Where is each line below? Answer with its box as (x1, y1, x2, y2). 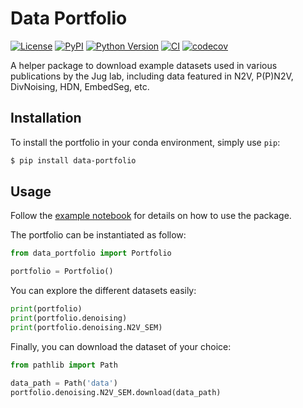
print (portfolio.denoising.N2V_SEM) (10, 322, 163, 332)
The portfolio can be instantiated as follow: (10, 229, 187, 241)
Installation (10, 110, 82, 127)
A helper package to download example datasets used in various (10, 59, 278, 71)
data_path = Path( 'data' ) (10, 378, 118, 388)
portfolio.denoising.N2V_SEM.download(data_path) (10, 387, 222, 397)
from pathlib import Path (10, 360, 118, 370)
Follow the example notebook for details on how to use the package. (10, 210, 292, 222)
